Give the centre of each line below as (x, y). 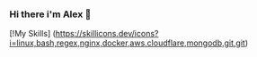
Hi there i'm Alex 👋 (50, 14)
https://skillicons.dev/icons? (107, 34)
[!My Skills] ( (33, 34)
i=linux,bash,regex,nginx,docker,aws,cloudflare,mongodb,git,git (127, 43)
